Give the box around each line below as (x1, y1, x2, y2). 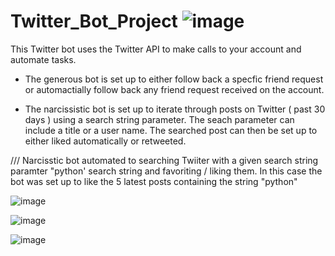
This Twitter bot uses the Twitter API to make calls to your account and (10, 43, 302, 55)
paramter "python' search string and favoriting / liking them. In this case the (10, 165, 323, 177)
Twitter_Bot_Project (10, 10, 178, 33)
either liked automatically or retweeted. (24, 135, 187, 147)
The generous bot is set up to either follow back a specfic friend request (24, 73, 324, 85)
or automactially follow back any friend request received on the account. (24, 83, 325, 95)
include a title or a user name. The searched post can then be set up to (24, 124, 318, 136)
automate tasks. (10, 53, 77, 65)
